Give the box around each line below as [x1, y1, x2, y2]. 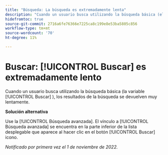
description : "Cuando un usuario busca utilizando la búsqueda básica [5, 12, 155, 17]
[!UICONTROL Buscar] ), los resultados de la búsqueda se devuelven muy [5, 93, 157, 99]
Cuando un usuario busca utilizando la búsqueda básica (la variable [5, 88, 145, 94]
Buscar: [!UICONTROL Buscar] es [5, 61, 146, 72]
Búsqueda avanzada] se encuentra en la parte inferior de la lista [5, 123, 137, 129]
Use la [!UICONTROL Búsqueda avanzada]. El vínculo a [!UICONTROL [5, 118, 148, 124]
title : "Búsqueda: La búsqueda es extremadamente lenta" [5, 7, 126, 12]
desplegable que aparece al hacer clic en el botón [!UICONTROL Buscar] [5, 128, 155, 135]
